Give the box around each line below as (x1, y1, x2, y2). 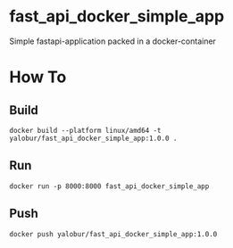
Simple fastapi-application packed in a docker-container (9, 36, 217, 46)
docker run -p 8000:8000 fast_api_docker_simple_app (9, 181, 210, 191)
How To (9, 67, 67, 87)
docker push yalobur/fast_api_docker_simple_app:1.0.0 (9, 229, 218, 238)
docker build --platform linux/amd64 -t (9, 126, 162, 135)
